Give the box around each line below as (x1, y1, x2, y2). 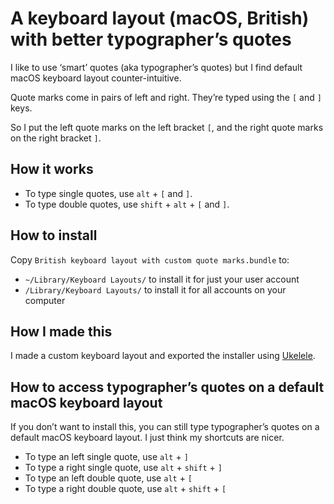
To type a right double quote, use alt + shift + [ (24, 483, 227, 495)
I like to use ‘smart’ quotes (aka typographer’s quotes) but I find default (10, 61, 303, 73)
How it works (10, 161, 94, 178)
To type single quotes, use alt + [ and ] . (24, 187, 193, 199)
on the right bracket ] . (10, 132, 102, 144)
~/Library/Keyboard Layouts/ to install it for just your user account (24, 273, 300, 285)
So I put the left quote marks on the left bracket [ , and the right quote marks (10, 121, 324, 133)
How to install (10, 227, 98, 244)
